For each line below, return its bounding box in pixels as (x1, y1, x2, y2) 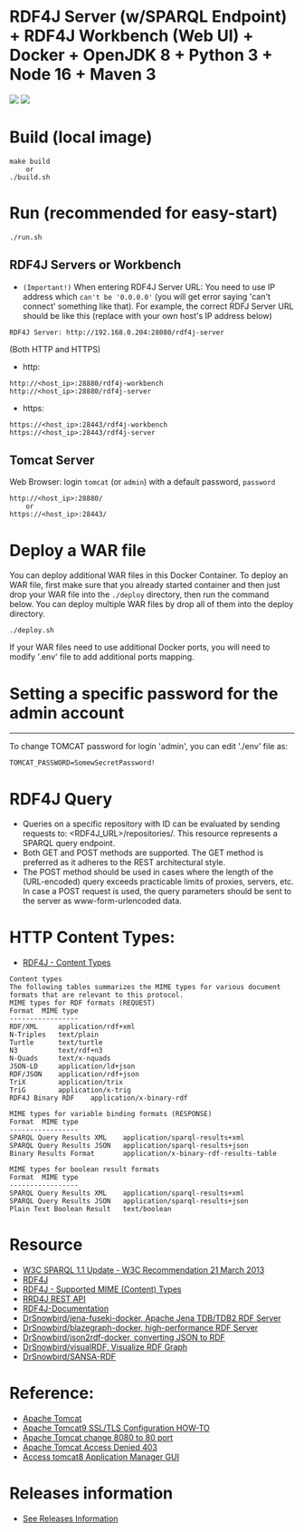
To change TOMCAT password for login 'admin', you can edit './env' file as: (9, 741, 288, 752)
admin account (9, 702, 125, 723)
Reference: (9, 1383, 95, 1403)
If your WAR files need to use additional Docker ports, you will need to (9, 641, 271, 653)
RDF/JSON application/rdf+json (9, 1070, 140, 1079)
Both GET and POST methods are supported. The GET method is (22, 847, 264, 858)
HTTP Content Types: (9, 927, 176, 948)
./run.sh (9, 233, 43, 242)
